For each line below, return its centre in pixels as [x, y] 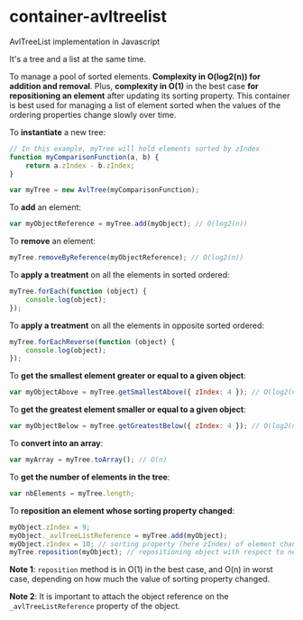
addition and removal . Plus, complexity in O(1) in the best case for [134, 86]
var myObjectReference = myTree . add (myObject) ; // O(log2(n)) [129, 224]
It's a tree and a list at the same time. [78, 59]
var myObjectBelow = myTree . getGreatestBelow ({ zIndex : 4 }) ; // [134, 426]
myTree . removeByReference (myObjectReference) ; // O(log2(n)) [127, 258]
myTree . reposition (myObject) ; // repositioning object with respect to [147, 552]
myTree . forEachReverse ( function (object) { [92, 342]
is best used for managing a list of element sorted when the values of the [145, 105]
